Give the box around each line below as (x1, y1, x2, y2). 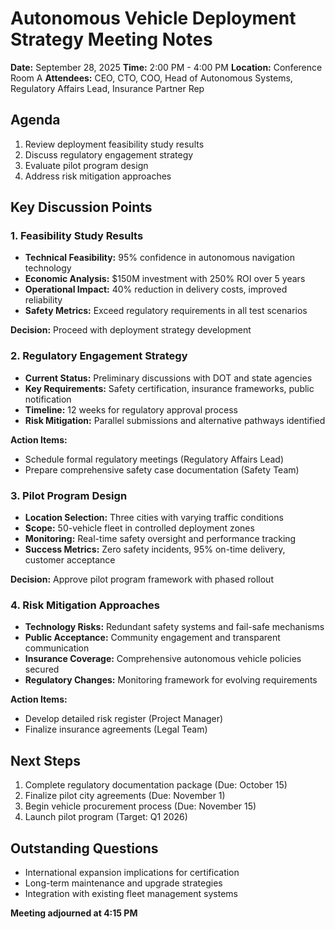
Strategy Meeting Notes (10, 28, 213, 51)
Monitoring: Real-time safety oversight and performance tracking (24, 533, 297, 545)
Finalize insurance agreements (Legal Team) (24, 723, 208, 736)
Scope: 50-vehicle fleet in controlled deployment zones (24, 522, 255, 534)
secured (24, 663, 60, 676)
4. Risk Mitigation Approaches (10, 598, 161, 612)
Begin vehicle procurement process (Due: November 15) (24, 800, 257, 812)
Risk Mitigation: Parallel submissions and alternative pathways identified (24, 414, 326, 426)
